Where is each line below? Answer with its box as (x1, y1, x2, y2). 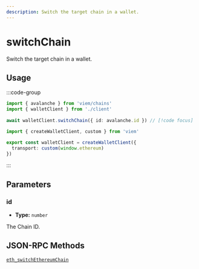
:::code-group (6, 89, 41, 96)
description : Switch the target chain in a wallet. (6, 9, 139, 15)
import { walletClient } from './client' (6, 106, 113, 112)
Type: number (15, 211, 48, 219)
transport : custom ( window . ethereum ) (11, 145, 104, 151)
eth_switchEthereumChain (6, 256, 69, 263)
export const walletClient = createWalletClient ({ (6, 139, 137, 146)
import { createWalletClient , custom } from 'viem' (6, 128, 139, 134)
